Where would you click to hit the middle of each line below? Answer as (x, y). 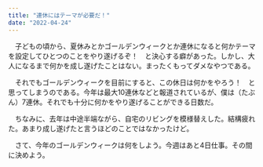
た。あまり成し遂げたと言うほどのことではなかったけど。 (101, 128)
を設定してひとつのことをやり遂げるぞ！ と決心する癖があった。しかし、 (128, 56)
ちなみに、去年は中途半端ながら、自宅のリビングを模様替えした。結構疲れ (135, 118)
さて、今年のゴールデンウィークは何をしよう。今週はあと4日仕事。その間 (133, 145)
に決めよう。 (29, 154)
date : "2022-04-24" (40, 23)
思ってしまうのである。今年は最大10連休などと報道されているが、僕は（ (125, 92)
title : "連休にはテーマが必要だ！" (59, 15)
